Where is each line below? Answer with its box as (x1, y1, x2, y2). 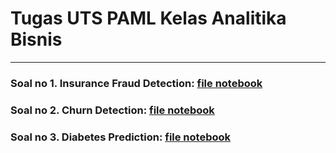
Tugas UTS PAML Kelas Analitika (10, 7, 287, 30)
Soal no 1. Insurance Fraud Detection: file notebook (10, 76, 263, 90)
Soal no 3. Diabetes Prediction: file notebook (10, 130, 232, 144)
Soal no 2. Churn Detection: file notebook (10, 103, 215, 117)
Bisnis (10, 28, 63, 51)
